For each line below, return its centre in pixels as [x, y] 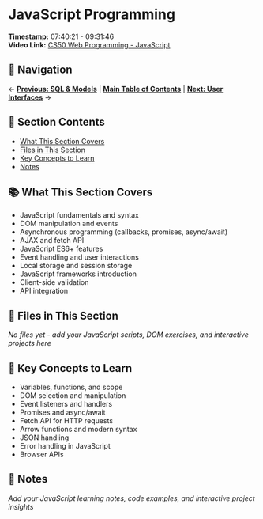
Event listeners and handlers [66, 404]
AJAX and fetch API [52, 241]
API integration [44, 291]
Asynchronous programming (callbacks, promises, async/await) [124, 232]
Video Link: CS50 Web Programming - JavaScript [89, 44]
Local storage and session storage [76, 266]
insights [21, 506]
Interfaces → [30, 97]
